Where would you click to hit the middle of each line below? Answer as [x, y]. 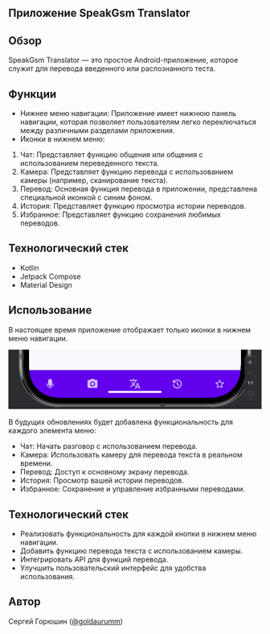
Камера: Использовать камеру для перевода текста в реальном [131, 455]
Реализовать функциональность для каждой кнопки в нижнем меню [138, 534]
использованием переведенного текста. [90, 164]
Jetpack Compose [51, 276]
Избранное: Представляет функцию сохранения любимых [120, 215]
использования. [47, 576]
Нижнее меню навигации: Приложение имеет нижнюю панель [128, 114]
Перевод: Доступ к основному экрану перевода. [104, 472]
